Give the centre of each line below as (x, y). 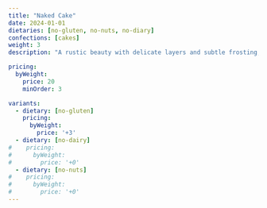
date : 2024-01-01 (37, 23)
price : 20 (39, 81)
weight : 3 (25, 45)
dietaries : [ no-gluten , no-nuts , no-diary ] (81, 30)
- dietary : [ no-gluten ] (54, 111)
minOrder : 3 (42, 89)
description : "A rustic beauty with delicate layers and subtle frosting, (135, 52)
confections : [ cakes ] (44, 38)
